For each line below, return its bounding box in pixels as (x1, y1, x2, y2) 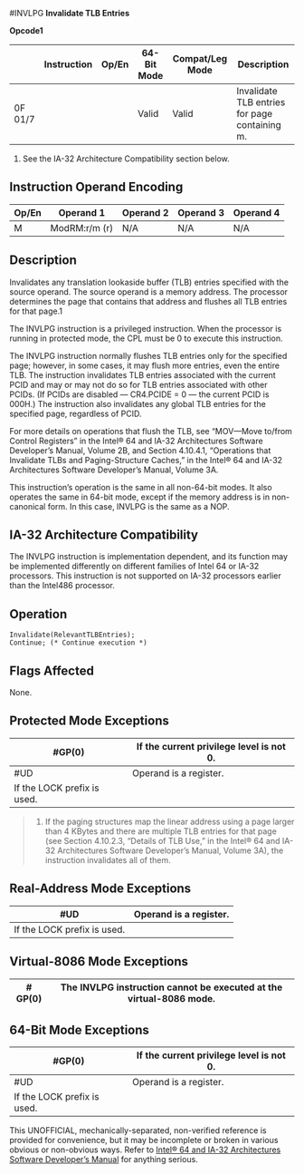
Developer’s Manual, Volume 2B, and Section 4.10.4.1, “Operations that (9, 444, 271, 456)
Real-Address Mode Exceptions (9, 881, 192, 897)
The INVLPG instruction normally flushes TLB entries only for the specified (9, 350, 288, 361)
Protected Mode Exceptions (9, 713, 169, 729)
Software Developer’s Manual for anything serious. (9, 1154, 199, 1165)
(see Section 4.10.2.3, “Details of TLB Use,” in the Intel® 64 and (44, 835, 280, 846)
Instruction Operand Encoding (9, 179, 184, 195)
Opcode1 (9, 25, 43, 35)
